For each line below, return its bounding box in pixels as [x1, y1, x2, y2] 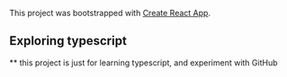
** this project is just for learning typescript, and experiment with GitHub [9, 57, 278, 68]
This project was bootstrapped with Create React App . [9, 8, 211, 18]
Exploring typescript [9, 33, 128, 48]
